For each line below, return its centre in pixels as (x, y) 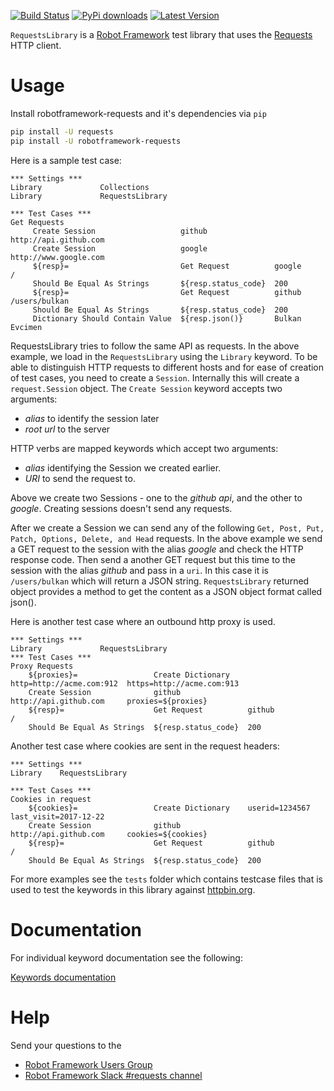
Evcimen (26, 327)
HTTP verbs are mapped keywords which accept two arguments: (144, 448)
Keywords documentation (63, 977)
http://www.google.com (57, 257)
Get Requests (37, 222)
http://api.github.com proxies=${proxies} (109, 701)
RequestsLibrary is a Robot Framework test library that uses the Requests (161, 34)
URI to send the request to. (80, 478)
